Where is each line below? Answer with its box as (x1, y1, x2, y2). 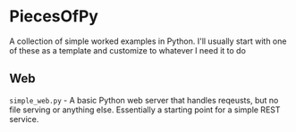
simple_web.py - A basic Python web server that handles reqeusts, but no (9, 95, 279, 105)
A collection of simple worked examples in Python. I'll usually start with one (9, 36, 287, 46)
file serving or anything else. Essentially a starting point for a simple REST (9, 104, 281, 115)
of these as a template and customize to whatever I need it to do (9, 45, 246, 55)
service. (9, 113, 39, 124)
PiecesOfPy (9, 6, 98, 27)
